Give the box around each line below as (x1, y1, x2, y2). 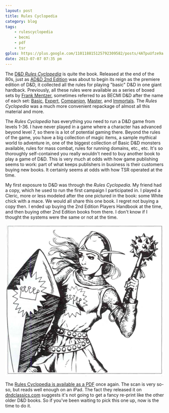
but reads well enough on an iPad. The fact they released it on (12, 386, 142, 392)
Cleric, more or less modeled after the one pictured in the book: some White (5, 192, 163, 198)
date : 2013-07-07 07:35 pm (5, 56, 62, 61)
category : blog (5, 19, 37, 24)
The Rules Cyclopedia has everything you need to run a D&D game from (5, 118, 155, 124)
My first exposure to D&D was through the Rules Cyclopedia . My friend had (5, 182, 162, 188)
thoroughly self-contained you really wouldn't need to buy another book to (5, 150, 160, 156)
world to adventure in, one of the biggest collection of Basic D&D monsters (5, 140, 161, 146)
